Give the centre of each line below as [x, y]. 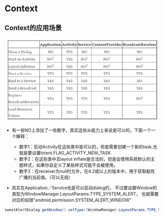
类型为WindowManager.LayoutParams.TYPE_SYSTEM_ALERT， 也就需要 [85, 193]
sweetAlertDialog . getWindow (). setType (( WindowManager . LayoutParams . [76, 210]
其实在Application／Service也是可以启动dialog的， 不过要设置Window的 [84, 188]
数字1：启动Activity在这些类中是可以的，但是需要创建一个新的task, [86, 146]
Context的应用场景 [33, 28]
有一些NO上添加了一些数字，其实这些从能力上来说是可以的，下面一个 [82, 130]
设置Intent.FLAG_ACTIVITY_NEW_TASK [71, 153]
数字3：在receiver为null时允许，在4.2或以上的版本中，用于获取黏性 [87, 171]
